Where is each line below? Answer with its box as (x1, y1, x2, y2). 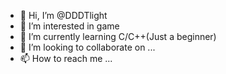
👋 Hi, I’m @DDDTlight (19, 10, 108, 21)
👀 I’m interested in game (19, 20, 120, 32)
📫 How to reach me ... (19, 53, 113, 64)
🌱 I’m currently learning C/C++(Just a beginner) (19, 31, 217, 42)
